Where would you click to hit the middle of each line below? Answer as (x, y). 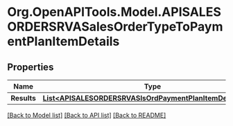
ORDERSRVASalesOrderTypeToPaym (115, 27)
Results (24, 98)
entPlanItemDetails (63, 42)
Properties (31, 67)
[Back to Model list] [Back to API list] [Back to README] (87, 115)
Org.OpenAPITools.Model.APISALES (114, 12)
